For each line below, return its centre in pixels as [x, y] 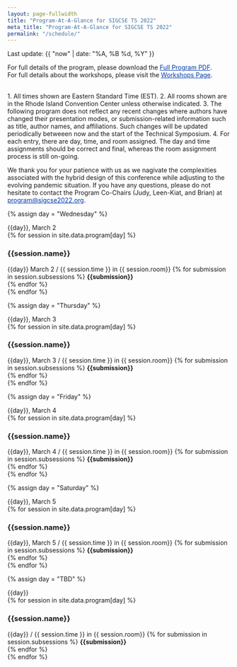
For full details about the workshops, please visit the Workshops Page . [110, 75]
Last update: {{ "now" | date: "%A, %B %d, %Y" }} [81, 54]
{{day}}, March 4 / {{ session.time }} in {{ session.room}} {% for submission [118, 452]
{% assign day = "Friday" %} [50, 397]
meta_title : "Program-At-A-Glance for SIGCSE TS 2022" [90, 27]
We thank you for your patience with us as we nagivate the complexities [112, 170]
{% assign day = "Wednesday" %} [58, 214]
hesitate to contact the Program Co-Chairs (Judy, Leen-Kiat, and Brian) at [115, 193]
